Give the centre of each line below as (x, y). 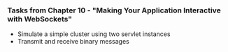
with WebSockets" (40, 19)
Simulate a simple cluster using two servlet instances (94, 34)
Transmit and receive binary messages (73, 42)
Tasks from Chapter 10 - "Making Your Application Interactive (114, 10)
